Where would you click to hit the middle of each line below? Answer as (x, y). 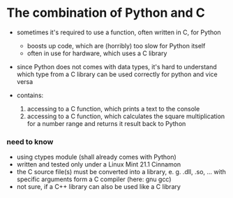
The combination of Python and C (106, 13)
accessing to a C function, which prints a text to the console (113, 108)
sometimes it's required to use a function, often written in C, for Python (119, 32)
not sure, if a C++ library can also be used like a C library (98, 187)
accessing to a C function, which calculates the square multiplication (126, 116)
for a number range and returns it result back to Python (106, 123)
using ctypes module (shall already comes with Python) (97, 157)
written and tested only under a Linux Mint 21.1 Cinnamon (99, 164)
